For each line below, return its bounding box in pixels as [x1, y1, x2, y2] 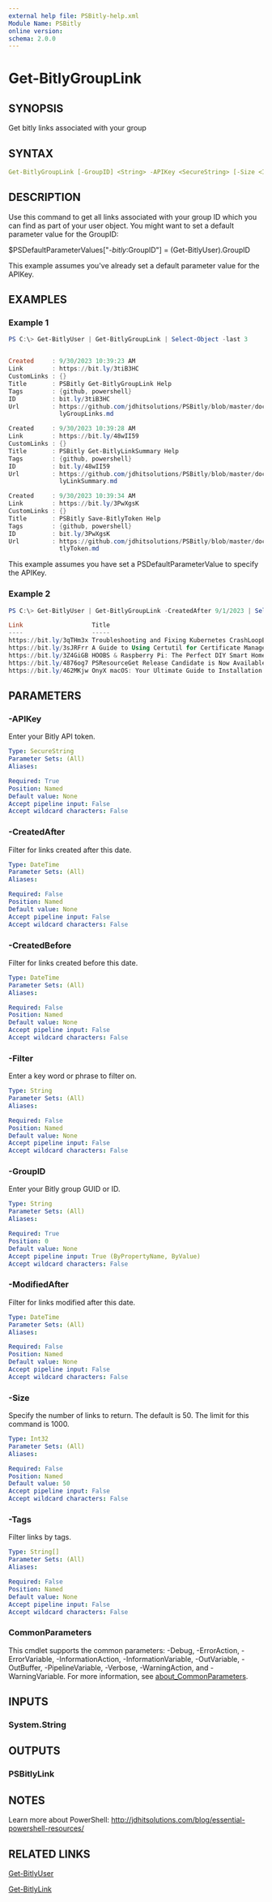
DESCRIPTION [8, 191, 81, 204]
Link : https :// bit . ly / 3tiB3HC [8, 365, 139, 373]
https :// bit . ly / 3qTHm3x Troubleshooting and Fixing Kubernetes [8, 636, 227, 645]
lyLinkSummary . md [59, 478, 117, 486]
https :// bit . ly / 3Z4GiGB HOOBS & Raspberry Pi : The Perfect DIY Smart [8, 651, 249, 659]
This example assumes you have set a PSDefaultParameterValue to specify [8, 559, 259, 569]
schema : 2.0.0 [8, 34, 57, 43]
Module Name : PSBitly [8, 19, 82, 28]
